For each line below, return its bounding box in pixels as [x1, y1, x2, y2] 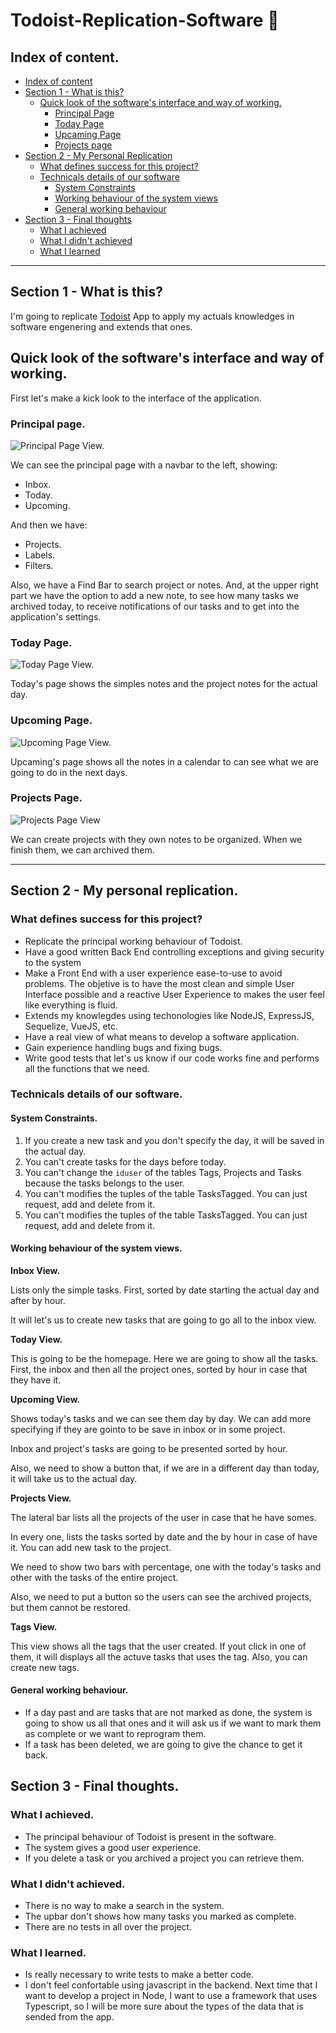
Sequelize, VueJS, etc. [24, 1020, 119, 1032]
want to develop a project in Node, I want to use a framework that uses [24, 1990, 318, 2002]
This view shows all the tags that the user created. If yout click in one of [10, 1640, 307, 1652]
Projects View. [10, 1492, 72, 1504]
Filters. [24, 559, 54, 571]
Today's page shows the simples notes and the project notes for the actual [10, 678, 318, 690]
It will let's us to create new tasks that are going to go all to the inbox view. [10, 1314, 317, 1326]
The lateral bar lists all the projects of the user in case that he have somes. [10, 1511, 317, 1523]
